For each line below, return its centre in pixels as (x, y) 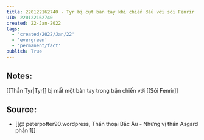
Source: (22, 109)
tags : (13, 29)
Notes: (19, 76)
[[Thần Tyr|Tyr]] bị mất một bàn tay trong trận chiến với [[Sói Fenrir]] (92, 90)
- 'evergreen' (30, 40)
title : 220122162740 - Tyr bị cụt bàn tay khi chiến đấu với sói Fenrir (100, 12)
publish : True (24, 52)
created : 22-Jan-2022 (34, 23)
